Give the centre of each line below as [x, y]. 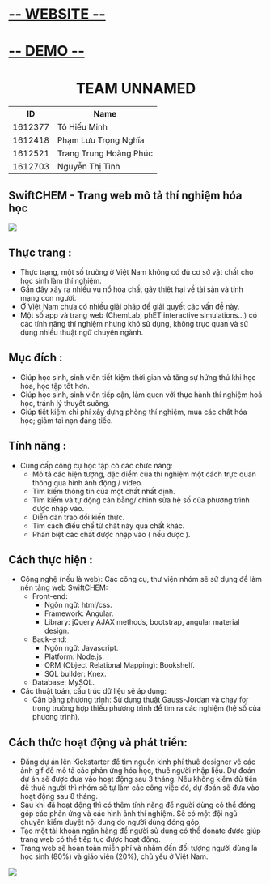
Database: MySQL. [63, 682]
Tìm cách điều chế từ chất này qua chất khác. [108, 525]
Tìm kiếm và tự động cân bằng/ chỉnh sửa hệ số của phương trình [141, 500]
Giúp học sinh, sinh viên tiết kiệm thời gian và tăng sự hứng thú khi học [138, 377]
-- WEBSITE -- [57, 14]
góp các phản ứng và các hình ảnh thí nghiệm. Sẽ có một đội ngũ [129, 814]
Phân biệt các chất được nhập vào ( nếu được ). [111, 534]
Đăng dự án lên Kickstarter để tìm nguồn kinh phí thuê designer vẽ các [138, 762]
